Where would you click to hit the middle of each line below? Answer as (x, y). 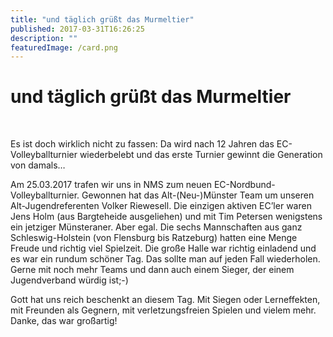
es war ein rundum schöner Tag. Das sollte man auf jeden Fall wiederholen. (165, 259)
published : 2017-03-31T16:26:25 (77, 29)
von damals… (38, 165)
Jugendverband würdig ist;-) (69, 280)
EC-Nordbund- (244, 185)
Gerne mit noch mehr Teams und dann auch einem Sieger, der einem (152, 270)
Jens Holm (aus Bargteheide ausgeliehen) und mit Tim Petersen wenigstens (166, 217)
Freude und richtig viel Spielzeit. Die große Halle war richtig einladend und (163, 248)
